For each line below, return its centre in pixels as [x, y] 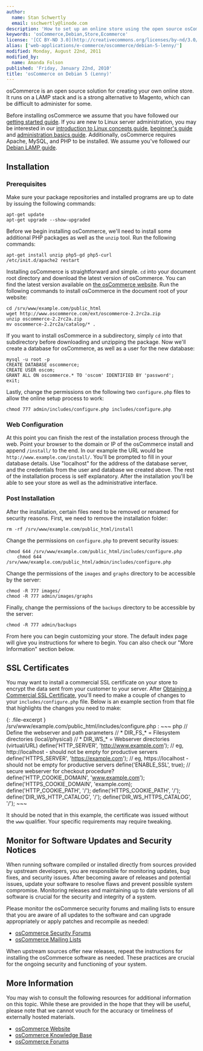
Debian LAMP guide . [32, 148]
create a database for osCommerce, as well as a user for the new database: [101, 348]
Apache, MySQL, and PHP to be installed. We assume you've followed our [98, 141]
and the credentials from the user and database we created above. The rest [100, 470]
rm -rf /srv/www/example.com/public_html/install [70, 529]
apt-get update [25, 214]
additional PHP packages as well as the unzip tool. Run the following [91, 237]
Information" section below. [40, 649]
